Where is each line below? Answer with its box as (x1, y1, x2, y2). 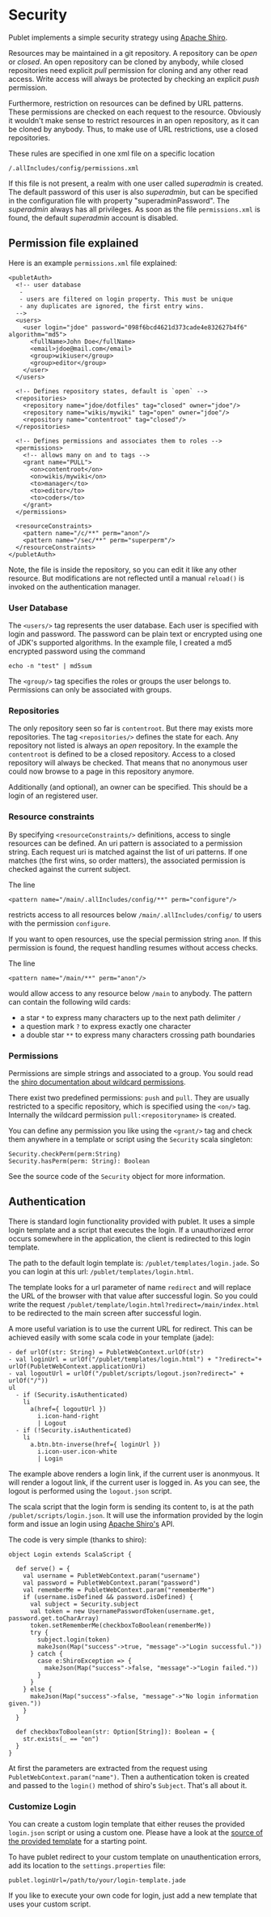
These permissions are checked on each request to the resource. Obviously (8, 107, 261, 117)
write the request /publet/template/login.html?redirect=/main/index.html (8, 1299, 260, 1309)
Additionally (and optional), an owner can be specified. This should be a (8, 783, 248, 792)
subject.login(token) (37, 1636, 111, 1644)
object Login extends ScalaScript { (8, 1550, 132, 1559)
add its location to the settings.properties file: (8, 1861, 166, 1871)
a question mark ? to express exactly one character (19, 1021, 192, 1031)
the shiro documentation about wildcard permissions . (8, 1077, 186, 1087)
